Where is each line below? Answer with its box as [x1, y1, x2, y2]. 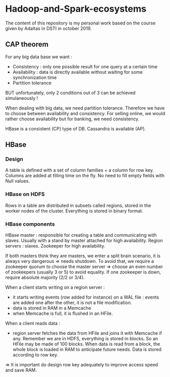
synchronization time [12, 74, 57, 80]
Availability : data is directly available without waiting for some [12, 69, 143, 75]
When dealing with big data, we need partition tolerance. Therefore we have [5, 105, 165, 111]
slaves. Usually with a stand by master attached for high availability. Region [5, 237, 163, 244]
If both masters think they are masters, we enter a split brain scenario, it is [5, 253, 161, 259]
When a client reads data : [5, 320, 60, 327]
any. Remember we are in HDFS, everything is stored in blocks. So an [12, 336, 158, 342]
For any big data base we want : [5, 53, 72, 60]
